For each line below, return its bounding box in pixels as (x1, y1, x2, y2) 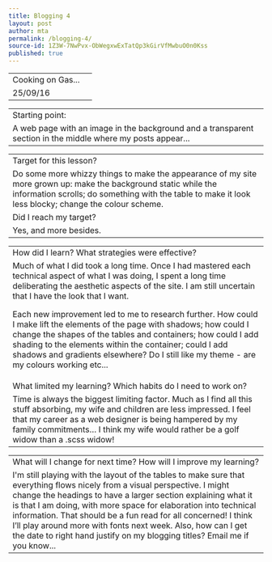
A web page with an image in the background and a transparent (12, 123, 254, 133)
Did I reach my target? (12, 212, 96, 222)
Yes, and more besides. (12, 225, 101, 235)
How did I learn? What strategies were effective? (12, 247, 197, 258)
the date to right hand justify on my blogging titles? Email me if (12, 530, 249, 541)
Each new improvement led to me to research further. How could (12, 309, 258, 319)
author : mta (8, 27, 49, 35)
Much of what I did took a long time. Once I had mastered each (12, 260, 251, 271)
